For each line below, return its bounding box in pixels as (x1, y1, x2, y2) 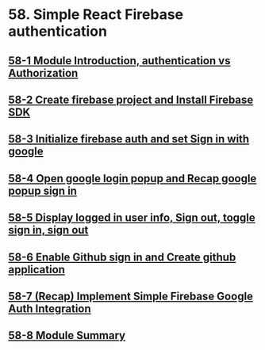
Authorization (8, 66, 79, 80)
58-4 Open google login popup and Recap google (8, 172, 257, 185)
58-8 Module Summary (8, 329, 125, 342)
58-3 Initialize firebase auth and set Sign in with (8, 132, 250, 146)
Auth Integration (8, 302, 91, 315)
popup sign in (8, 184, 78, 197)
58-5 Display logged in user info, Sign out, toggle (8, 211, 255, 225)
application (8, 263, 66, 276)
